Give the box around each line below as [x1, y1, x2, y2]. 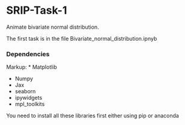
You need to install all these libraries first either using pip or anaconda [6, 112, 179, 120]
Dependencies [6, 50, 50, 58]
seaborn [14, 88, 36, 95]
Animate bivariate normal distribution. [6, 23, 99, 31]
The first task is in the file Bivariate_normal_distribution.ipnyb [6, 35, 157, 42]
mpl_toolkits [14, 100, 45, 108]
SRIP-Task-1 [6, 4, 67, 17]
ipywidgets [14, 94, 43, 102]
